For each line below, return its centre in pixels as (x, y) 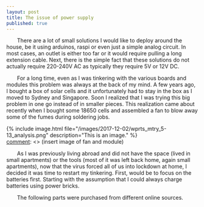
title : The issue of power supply (50, 18)
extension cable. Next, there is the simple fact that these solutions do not (98, 60)
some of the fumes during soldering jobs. (58, 117)
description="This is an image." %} (94, 135)
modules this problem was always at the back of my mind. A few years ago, (101, 85)
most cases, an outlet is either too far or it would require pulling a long (94, 54)
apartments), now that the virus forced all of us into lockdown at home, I (97, 167)
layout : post (23, 12)
